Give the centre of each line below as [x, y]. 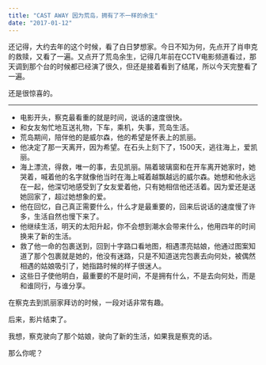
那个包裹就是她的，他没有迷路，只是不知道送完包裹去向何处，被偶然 [144, 256]
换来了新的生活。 [47, 236]
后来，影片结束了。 [40, 319]
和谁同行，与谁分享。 [54, 285]
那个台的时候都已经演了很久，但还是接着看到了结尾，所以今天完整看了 [143, 66]
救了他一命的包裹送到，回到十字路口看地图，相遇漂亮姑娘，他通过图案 [134, 245]
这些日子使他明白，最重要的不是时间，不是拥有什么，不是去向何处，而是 [137, 276]
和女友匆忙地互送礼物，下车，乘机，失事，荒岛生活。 [106, 127]
